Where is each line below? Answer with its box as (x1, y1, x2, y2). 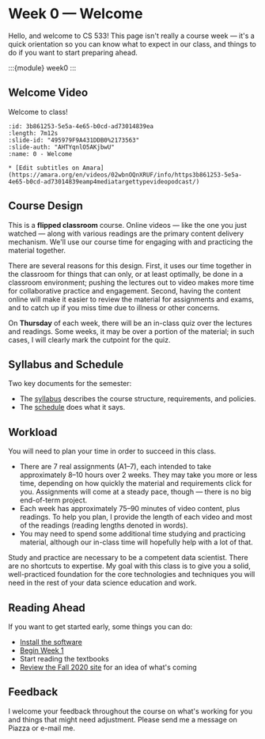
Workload (8, 425, 58, 439)
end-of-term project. (19, 495, 88, 505)
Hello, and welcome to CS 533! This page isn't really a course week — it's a (8, 31, 255, 40)
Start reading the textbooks (19, 654, 109, 663)
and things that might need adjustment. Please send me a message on (8, 714, 237, 724)
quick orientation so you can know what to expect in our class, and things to (8, 39, 257, 48)
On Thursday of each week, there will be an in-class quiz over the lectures (8, 318, 252, 328)
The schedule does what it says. (19, 403, 126, 412)
